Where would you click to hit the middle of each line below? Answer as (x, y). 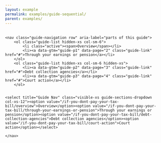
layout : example (22, 10)
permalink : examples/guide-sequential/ (46, 14)
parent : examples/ (24, 19)
